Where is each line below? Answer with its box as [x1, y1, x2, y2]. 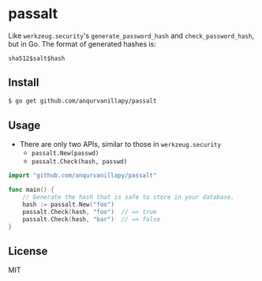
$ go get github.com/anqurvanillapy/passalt [8, 96, 157, 105]
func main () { [8, 186, 55, 194]
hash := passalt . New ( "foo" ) [22, 200, 114, 209]
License [8, 244, 48, 257]
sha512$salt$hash [8, 54, 65, 62]
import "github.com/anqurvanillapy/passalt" [8, 171, 157, 180]
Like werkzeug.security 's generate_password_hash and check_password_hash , [8, 31, 255, 40]
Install [8, 76, 39, 89]
